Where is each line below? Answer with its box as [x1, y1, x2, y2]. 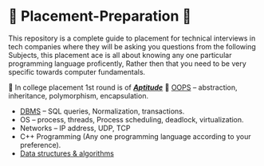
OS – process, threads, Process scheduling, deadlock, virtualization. [19, 114, 245, 124]
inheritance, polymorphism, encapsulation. [8, 91, 149, 100]
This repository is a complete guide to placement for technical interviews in [8, 33, 256, 43]
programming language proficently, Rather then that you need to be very [8, 59, 247, 68]
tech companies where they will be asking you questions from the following [8, 41, 257, 51]
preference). [19, 140, 61, 149]
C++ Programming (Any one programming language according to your [19, 131, 251, 141]
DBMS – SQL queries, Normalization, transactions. [19, 106, 185, 116]
